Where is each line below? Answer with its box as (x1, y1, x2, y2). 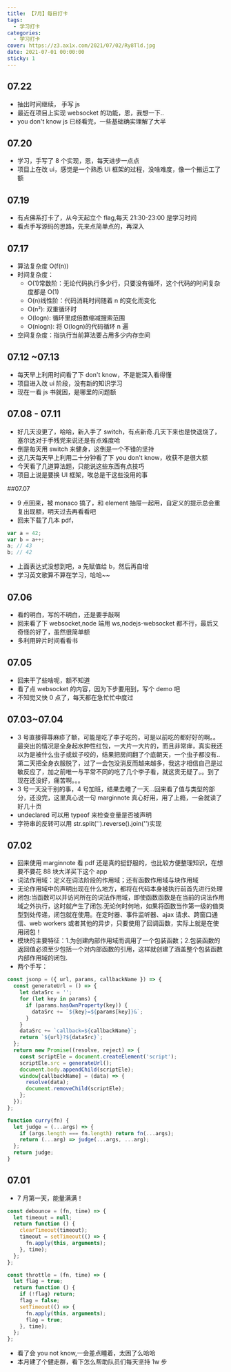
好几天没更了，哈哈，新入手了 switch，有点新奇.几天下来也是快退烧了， (17, 427, 221, 436)
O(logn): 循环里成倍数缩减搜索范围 (27, 313, 125, 322)
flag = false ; (19, 1297, 60, 1304)
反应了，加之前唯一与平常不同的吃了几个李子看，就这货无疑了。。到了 (23, 767, 220, 775)
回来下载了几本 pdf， (17, 516, 78, 524)
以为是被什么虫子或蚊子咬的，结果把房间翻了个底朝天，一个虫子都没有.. (17, 750, 221, 758)
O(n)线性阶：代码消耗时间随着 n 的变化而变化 (27, 296, 157, 305)
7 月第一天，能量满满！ (17, 1194, 83, 1202)
